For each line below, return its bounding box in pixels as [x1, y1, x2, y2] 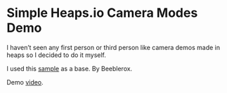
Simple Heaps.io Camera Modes [6, 5, 198, 21]
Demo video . [6, 77, 44, 86]
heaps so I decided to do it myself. [6, 51, 107, 59]
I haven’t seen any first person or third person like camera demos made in [6, 43, 221, 51]
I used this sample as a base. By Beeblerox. [6, 64, 133, 73]
